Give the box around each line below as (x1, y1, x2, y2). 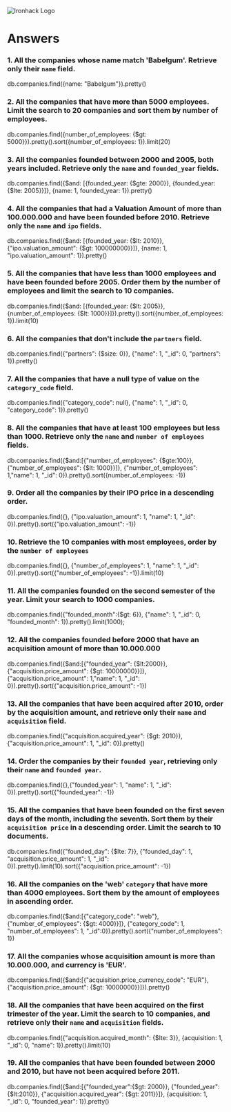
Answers (7, 31, 60, 46)
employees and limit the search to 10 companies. (7, 286, 174, 295)
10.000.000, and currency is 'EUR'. (7, 960, 127, 969)
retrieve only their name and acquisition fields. (7, 1018, 164, 1028)
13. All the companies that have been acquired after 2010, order (7, 699, 224, 709)
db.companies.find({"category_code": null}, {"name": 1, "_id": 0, (7, 399, 188, 407)
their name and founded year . (7, 765, 102, 774)
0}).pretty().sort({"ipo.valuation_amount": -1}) (7, 520, 137, 528)
